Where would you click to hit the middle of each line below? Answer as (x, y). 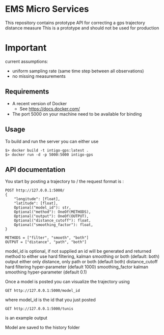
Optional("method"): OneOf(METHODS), (53, 212)
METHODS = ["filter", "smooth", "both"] (47, 238)
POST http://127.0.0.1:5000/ (35, 190)
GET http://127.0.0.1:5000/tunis (39, 309)
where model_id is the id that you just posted (50, 300)
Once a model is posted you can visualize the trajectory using (68, 282)
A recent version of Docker (40, 103)
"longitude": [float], (37, 199)
